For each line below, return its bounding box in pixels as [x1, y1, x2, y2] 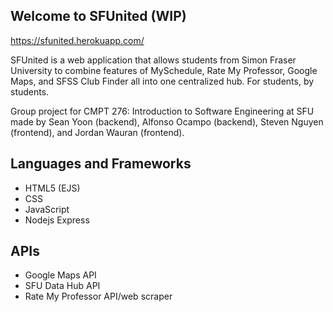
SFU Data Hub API [24, 280, 101, 292]
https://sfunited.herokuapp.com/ [10, 34, 145, 46]
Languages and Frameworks [10, 155, 192, 173]
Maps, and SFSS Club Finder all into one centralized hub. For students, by [10, 75, 315, 87]
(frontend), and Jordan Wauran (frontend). [10, 126, 185, 138]
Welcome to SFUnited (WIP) [10, 8, 187, 25]
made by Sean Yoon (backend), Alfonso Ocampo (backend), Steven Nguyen [10, 115, 324, 128]
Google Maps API [24, 269, 97, 281]
